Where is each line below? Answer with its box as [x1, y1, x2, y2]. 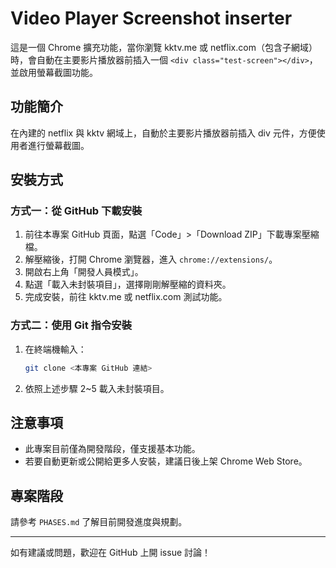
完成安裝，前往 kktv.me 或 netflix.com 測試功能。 [24, 291, 228, 303]
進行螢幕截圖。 [27, 139, 90, 151]
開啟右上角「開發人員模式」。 [24, 266, 144, 278]
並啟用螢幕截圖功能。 [10, 66, 98, 78]
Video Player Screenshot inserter [10, 7, 293, 30]
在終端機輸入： [24, 343, 87, 355]
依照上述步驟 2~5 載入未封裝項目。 [24, 382, 170, 394]
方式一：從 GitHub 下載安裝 [10, 204, 143, 218]
